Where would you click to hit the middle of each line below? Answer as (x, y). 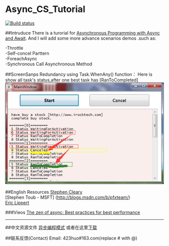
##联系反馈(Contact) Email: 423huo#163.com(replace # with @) (71, 238)
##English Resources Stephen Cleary (44, 192)
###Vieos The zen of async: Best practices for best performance (73, 212)
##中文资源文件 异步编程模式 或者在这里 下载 (51, 227)
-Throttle (14, 48)
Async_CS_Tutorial (45, 9)
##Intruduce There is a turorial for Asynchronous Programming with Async (82, 33)
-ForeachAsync (21, 58)
